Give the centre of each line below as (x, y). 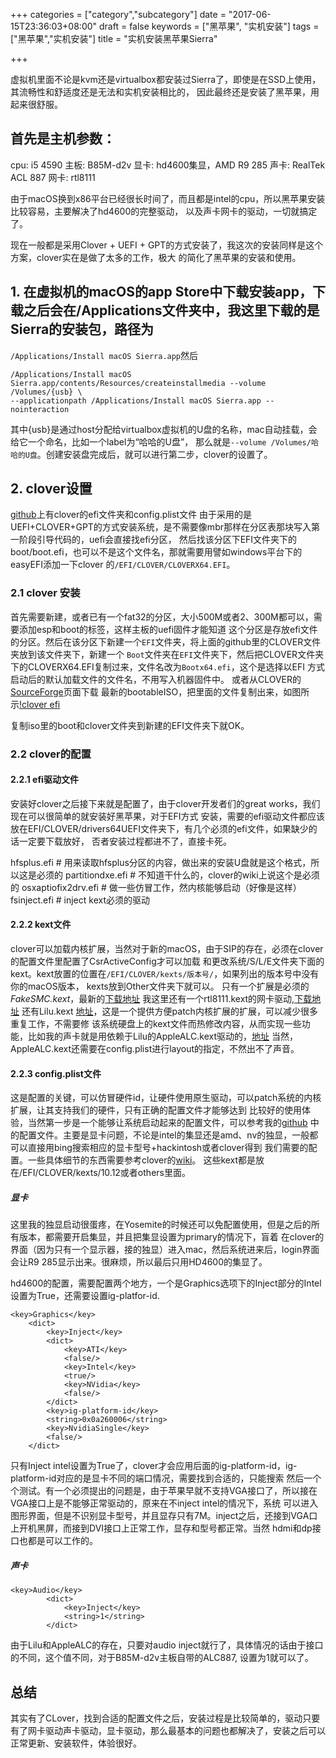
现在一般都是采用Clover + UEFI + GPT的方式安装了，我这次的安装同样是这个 (167, 245)
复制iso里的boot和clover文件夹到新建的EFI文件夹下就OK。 (130, 725)
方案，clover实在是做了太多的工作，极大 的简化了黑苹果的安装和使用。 (156, 257)
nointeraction (40, 409)
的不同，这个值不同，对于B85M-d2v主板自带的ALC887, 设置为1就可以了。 (162, 1658)
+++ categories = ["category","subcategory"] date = (118, 14)
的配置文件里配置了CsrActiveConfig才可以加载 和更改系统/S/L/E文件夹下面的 (167, 961)
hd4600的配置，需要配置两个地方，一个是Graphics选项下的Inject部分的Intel (166, 1283)
